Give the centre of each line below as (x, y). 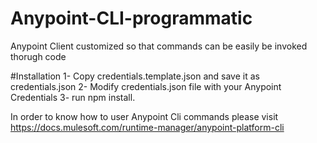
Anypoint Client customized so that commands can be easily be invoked (159, 46)
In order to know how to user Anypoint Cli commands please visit (144, 116)
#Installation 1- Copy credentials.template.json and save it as (135, 76)
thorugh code (38, 56)
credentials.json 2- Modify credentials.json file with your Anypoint (146, 86)
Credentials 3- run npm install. (73, 97)
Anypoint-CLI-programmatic (131, 18)
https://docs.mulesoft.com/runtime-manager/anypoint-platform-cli (147, 127)
